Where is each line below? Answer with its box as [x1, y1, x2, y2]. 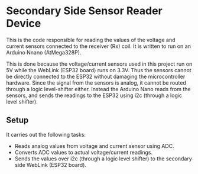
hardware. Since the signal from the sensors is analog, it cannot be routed [6, 79, 186, 86]
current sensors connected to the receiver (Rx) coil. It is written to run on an [6, 43, 191, 50]
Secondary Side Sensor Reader [6, 4, 163, 18]
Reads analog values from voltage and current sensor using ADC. [14, 142, 174, 149]
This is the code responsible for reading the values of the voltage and [6, 36, 176, 43]
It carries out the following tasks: [6, 131, 86, 138]
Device [6, 17, 41, 30]
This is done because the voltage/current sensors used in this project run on [6, 60, 193, 67]
